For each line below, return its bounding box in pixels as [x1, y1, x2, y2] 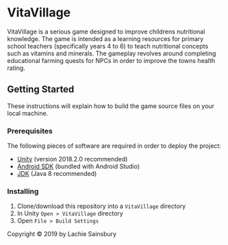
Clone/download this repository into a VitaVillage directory [16, 202, 186, 210]
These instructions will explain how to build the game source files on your [7, 101, 214, 110]
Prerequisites [7, 126, 53, 136]
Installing [7, 186, 39, 196]
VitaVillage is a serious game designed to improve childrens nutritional [7, 27, 205, 36]
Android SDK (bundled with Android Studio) [16, 162, 140, 170]
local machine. [7, 109, 49, 117]
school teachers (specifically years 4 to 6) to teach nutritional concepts [7, 42, 209, 50]
